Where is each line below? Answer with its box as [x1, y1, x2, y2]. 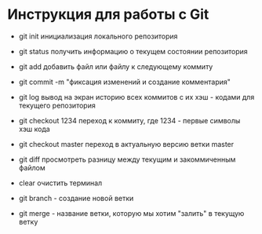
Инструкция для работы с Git [7, 5, 209, 24]
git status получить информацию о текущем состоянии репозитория [18, 46, 248, 56]
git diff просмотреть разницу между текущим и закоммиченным [18, 155, 236, 164]
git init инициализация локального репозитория [18, 31, 178, 41]
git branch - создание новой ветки [18, 193, 134, 203]
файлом [18, 163, 45, 172]
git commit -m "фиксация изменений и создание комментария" [18, 77, 231, 86]
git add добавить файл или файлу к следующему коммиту [18, 61, 213, 71]
